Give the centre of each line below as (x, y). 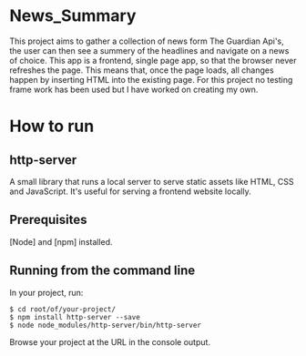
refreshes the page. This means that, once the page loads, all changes (142, 70)
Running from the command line (102, 271)
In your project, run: (46, 292)
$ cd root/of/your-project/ (63, 309)
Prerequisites (48, 220)
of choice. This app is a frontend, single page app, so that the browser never (153, 60)
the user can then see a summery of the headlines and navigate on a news (149, 50)
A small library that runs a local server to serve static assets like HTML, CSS (152, 181)
